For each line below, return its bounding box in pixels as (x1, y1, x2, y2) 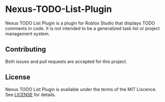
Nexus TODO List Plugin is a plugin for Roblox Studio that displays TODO (5, 20, 155, 26)
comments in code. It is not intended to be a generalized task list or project (5, 25, 160, 31)
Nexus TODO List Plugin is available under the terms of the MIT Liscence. (5, 86, 157, 92)
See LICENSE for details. (5, 91, 56, 97)
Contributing (5, 45, 46, 53)
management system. (5, 30, 50, 36)
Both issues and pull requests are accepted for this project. (5, 58, 127, 64)
